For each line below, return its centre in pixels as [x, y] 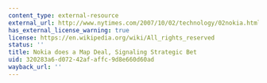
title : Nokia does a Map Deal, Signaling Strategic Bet [103, 52]
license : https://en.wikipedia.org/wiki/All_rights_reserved [112, 38]
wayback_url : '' [35, 67]
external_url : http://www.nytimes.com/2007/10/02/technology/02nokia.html [135, 23]
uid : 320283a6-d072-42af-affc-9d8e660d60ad [81, 60]
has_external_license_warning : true [69, 30]
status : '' [26, 45]
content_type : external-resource [64, 15]
